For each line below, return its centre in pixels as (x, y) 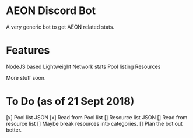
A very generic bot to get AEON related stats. (60, 27)
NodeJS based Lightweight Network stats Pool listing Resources (83, 66)
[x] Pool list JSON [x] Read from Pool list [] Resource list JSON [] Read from (97, 117)
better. (14, 130)
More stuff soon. (26, 77)
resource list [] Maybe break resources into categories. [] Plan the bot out (94, 123)
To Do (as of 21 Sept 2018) (70, 102)
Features (28, 50)
